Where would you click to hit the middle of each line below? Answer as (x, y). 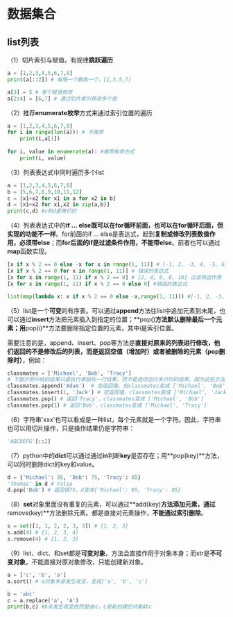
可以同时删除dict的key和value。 (53, 464)
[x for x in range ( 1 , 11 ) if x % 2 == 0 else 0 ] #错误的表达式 (97, 284)
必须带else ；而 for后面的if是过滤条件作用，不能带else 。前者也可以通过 (120, 243)
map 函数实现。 (29, 251)
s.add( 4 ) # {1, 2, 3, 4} (43, 533)
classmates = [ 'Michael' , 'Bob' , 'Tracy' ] (69, 373)
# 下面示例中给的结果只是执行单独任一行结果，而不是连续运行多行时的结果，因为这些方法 (116, 380)
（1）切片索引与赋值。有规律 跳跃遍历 (60, 60)
